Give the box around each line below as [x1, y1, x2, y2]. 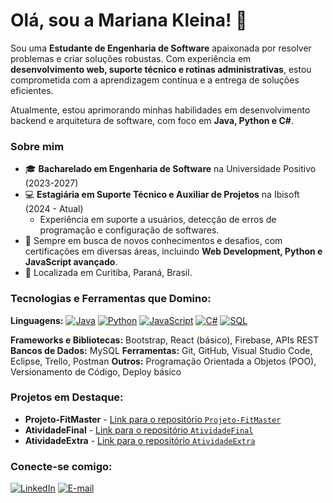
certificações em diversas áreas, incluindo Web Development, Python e [24, 245, 323, 258]
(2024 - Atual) [24, 203, 84, 215]
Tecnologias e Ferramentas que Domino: [10, 292, 212, 306]
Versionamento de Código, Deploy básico [10, 365, 182, 378]
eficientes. [10, 84, 54, 96]
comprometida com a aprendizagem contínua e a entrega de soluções [10, 74, 300, 86]
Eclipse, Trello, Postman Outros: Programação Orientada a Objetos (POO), [10, 355, 317, 367]
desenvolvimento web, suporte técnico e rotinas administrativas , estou [10, 63, 312, 75]
